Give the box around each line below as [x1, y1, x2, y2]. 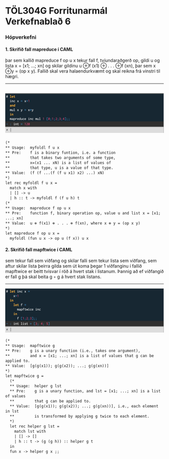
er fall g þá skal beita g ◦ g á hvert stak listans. [5, 274, 102, 280]
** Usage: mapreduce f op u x [5, 206, 71, 211]
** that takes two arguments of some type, [5, 155, 116, 161]
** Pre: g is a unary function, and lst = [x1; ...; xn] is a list [10, 388, 161, 394]
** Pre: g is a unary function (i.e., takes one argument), [5, 348, 141, 353]
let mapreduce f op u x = [5, 231, 59, 236]
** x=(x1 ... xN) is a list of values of [5, 160, 112, 166]
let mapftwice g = [5, 373, 44, 378]
